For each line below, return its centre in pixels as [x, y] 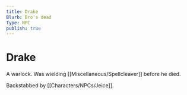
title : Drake [22, 12]
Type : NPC [18, 23]
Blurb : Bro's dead [29, 17]
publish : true [24, 28]
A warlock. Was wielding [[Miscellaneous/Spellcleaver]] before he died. [93, 74]
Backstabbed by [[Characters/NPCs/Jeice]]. [60, 85]
